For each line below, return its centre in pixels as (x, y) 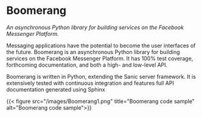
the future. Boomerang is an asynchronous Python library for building (93, 52)
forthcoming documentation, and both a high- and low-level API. (87, 65)
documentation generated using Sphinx (56, 89)
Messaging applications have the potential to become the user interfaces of (101, 45)
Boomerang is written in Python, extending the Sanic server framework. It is (101, 76)
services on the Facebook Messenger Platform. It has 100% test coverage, (100, 58)
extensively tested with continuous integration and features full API (90, 83)
